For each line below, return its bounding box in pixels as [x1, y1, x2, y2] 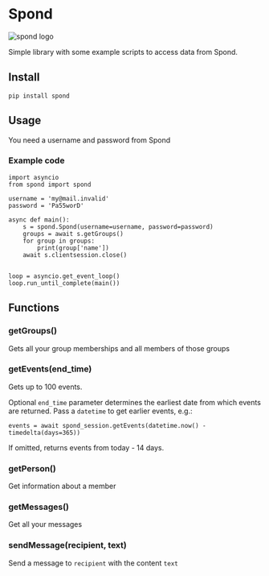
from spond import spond [8, 180, 92, 189]
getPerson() [8, 462, 56, 474]
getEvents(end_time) [8, 363, 92, 375]
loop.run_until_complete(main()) [8, 279, 120, 287]
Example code [8, 155, 65, 166]
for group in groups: [22, 237, 95, 245]
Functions [8, 301, 60, 315]
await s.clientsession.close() [22, 251, 128, 259]
